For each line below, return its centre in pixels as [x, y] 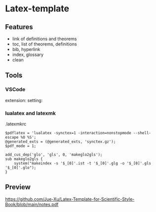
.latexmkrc [16, 124]
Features [19, 27]
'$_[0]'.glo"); [21, 167]
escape [12, 137]
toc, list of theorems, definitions [45, 44]
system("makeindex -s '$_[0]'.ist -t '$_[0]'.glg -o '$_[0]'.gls [83, 163]
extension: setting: [24, 100]
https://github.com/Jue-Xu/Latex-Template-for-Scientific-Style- [70, 199]
